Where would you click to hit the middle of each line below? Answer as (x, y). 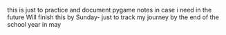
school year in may (34, 24)
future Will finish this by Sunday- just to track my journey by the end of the (113, 17)
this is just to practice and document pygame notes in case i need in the (110, 10)
